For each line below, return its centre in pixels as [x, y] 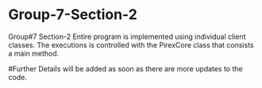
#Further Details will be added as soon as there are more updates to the [126, 68]
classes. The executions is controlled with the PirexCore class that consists [131, 44]
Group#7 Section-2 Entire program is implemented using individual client [127, 36]
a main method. [34, 53]
